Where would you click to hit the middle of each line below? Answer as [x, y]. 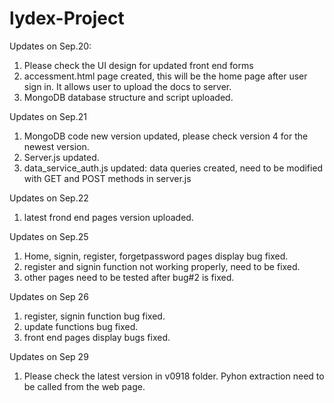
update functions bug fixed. [81, 326]
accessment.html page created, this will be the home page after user [165, 76]
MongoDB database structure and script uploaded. [128, 97]
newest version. [56, 146]
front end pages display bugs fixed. [97, 337]
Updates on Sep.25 [49, 236]
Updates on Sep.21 [48, 116]
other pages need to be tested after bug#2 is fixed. [129, 277]
